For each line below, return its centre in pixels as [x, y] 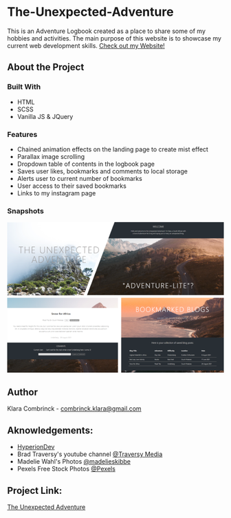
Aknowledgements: [50, 430]
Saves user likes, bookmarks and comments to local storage [102, 171]
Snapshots [26, 211]
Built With [24, 87]
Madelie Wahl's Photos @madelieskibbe [74, 462]
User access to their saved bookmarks [72, 186]
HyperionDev [36, 447]
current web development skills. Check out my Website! [86, 45]
